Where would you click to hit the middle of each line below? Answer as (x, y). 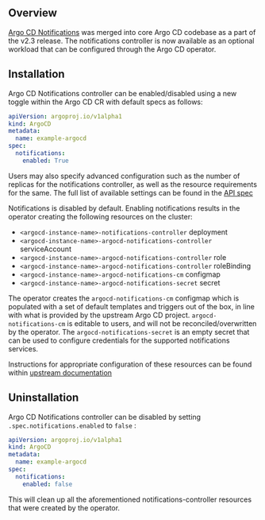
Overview (33, 13)
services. (23, 348)
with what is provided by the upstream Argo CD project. (99, 315)
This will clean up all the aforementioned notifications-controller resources (130, 499)
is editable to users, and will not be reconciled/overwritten (162, 323)
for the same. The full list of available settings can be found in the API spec (131, 192)
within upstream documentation (60, 372)
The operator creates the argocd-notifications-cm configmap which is (124, 298)
